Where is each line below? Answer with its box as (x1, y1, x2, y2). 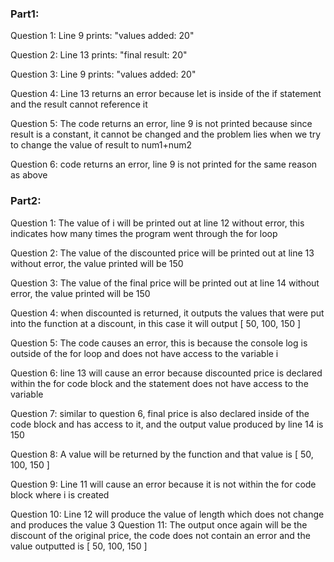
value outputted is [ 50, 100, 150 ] (10, 540, 148, 552)
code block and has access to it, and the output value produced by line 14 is (10, 418, 324, 430)
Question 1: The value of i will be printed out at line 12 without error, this (10, 217, 305, 229)
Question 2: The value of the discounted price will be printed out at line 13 (10, 247, 315, 259)
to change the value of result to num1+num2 (10, 139, 193, 151)
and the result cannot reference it (10, 98, 148, 111)
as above (10, 169, 48, 181)
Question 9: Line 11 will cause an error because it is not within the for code (10, 478, 317, 490)
